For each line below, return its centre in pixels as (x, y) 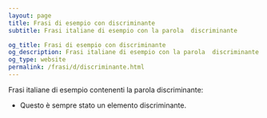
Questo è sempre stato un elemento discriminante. (103, 105)
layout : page (30, 16)
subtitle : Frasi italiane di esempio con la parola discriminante (123, 30)
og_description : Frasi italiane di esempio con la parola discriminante (134, 53)
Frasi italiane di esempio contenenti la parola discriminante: (106, 89)
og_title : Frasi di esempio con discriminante (87, 45)
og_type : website (37, 60)
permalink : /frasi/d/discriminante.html (77, 67)
